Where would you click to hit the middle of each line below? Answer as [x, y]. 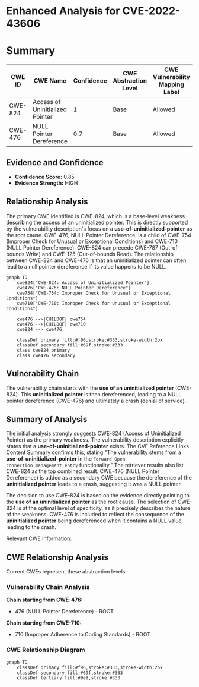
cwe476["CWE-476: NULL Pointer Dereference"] [74, 288]
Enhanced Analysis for [63, 11]
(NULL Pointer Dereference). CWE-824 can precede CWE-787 [82, 247]
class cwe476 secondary [46, 355]
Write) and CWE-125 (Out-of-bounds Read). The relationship [99, 254]
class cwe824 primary [43, 350]
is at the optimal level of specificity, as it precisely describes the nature [104, 508]
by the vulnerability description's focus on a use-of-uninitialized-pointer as [99, 229]
